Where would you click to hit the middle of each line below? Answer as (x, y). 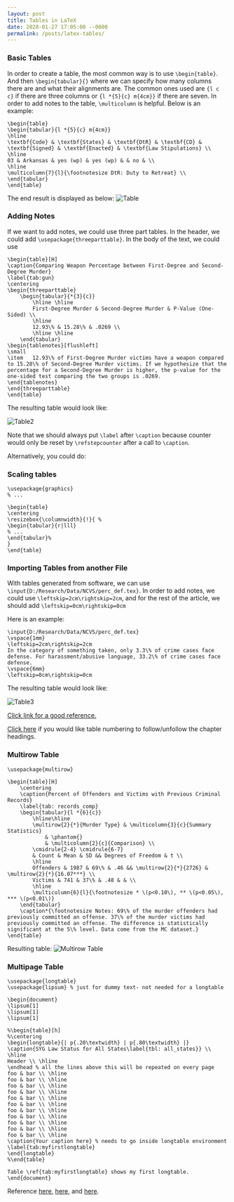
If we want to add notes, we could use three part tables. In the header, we (113, 231)
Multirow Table (33, 755)
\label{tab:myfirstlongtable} (51, 1148)
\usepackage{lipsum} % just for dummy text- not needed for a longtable (116, 988)
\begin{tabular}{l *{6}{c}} (61, 813)
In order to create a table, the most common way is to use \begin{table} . (113, 73)
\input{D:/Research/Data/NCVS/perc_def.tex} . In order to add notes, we (111, 590)
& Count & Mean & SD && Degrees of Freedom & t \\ (108, 855)
